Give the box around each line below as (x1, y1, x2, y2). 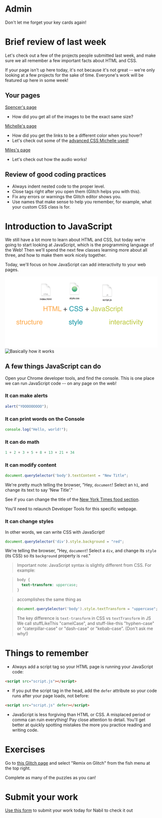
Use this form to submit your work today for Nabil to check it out (5, 807, 133, 813)
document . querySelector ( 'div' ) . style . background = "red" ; (5, 539, 124, 544)
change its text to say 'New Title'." (5, 487, 73, 493)
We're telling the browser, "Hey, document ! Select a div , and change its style (5, 548, 157, 554)
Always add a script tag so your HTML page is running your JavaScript (12, 663, 153, 670)
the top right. (5, 765, 31, 771)
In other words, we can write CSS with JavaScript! (5, 529, 105, 535)
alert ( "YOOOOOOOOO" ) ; (5, 404, 49, 409)
